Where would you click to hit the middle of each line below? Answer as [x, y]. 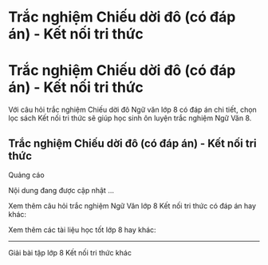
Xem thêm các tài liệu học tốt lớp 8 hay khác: [83, 229]
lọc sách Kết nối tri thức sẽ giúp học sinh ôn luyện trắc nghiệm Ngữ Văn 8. [130, 118]
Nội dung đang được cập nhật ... [61, 190]
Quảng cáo [27, 175]
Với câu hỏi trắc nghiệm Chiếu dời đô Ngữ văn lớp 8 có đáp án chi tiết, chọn [132, 110]
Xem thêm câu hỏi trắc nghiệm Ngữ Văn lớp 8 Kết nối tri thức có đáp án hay [132, 206]
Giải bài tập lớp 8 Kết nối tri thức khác [70, 252]
